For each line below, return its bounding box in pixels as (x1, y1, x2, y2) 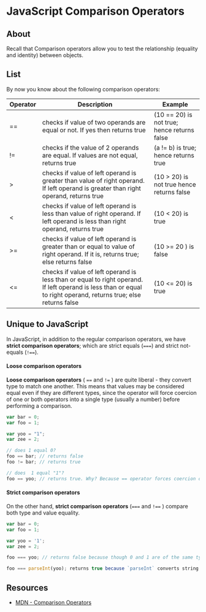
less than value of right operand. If (42, 209, 141, 218)
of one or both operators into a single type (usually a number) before (6, 396, 180, 403)
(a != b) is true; (153, 143, 197, 151)
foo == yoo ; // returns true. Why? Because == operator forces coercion (6, 475, 196, 482)
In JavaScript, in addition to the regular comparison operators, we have (6, 335, 186, 343)
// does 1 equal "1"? (6, 470, 64, 476)
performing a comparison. (6, 402, 72, 409)
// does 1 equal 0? (6, 448, 56, 454)
